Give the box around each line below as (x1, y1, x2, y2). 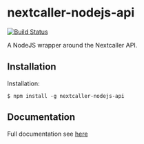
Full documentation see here (7, 130, 88, 138)
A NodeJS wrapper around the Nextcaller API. (7, 41, 138, 49)
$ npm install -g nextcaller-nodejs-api (7, 92, 125, 99)
